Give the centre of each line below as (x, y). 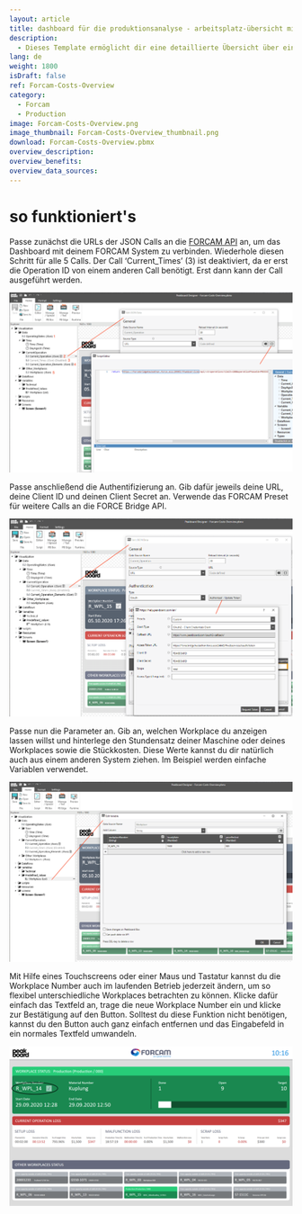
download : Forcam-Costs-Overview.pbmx (82, 143)
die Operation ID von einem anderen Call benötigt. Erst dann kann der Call (146, 270)
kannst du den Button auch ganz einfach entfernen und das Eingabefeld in (147, 1024)
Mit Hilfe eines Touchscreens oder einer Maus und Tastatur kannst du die (145, 976)
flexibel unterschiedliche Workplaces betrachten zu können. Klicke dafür (144, 995)
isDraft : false (38, 76)
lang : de (26, 57)
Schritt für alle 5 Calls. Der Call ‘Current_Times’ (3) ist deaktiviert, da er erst (149, 260)
